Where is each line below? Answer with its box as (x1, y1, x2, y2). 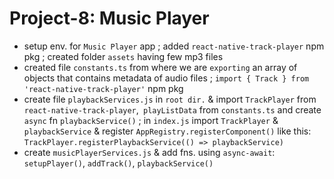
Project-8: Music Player (9, 7, 210, 30)
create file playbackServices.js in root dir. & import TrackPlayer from (23, 93, 317, 105)
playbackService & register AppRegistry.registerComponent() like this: (23, 125, 312, 137)
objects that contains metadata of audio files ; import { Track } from (23, 72, 310, 84)
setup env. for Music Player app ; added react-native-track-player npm (23, 40, 325, 52)
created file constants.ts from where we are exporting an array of (23, 61, 298, 73)
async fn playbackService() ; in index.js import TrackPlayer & (23, 114, 279, 126)
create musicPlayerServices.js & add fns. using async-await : (23, 146, 276, 158)
